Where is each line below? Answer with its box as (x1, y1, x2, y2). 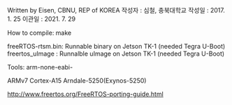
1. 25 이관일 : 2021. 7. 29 (7, 15, 75, 23)
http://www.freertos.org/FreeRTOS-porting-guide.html (7, 90, 164, 98)
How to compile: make (7, 29, 72, 37)
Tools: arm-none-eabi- (7, 63, 73, 71)
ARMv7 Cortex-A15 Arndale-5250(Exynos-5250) (7, 76, 147, 85)
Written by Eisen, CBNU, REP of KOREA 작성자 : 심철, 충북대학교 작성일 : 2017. (7, 6, 225, 14)
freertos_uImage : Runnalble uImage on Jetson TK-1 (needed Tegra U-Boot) (7, 49, 225, 58)
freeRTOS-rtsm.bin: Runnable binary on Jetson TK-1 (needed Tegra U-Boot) (7, 42, 226, 50)
